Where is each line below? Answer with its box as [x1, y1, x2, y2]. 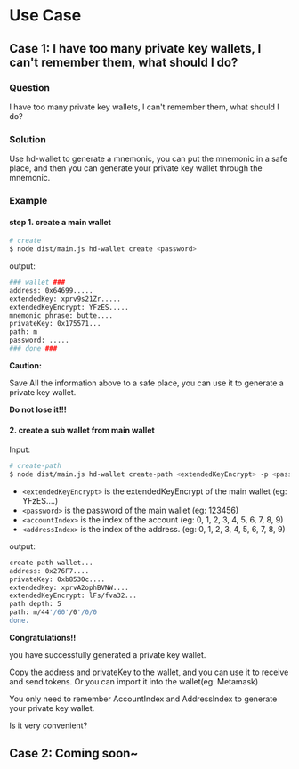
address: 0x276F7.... [9, 566, 90, 575]
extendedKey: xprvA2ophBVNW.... [9, 583, 129, 592]
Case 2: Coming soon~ [9, 746, 139, 761]
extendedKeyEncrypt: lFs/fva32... [9, 591, 138, 601]
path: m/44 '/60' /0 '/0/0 [9, 608, 98, 617]
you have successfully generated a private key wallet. [9, 649, 206, 660]
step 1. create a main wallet [9, 216, 111, 227]
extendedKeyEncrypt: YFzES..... [9, 303, 129, 312]
